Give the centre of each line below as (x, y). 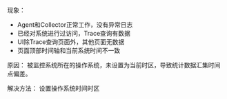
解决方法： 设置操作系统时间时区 (53, 88)
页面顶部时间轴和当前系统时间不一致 (69, 51)
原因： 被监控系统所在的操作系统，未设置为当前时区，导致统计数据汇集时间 (114, 65)
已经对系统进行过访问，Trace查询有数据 (74, 33)
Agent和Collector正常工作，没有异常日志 (75, 25)
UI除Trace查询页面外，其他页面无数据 (71, 42)
